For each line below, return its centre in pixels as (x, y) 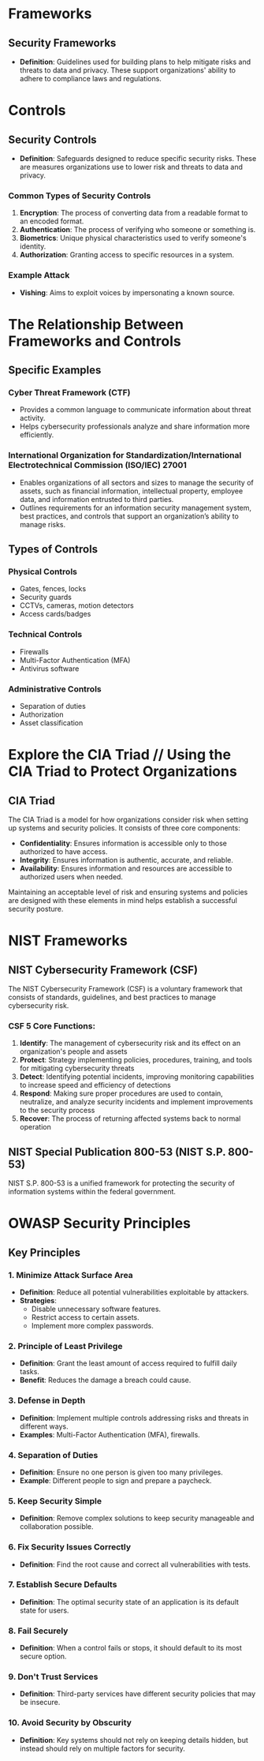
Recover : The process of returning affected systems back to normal (130, 1118)
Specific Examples (55, 371)
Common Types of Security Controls (80, 196)
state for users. (44, 1610)
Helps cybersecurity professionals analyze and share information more (135, 426)
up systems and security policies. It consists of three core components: (124, 828)
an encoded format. (52, 221)
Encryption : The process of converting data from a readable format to (134, 213)
